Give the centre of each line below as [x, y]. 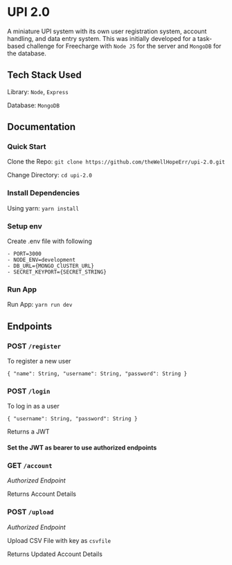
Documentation [42, 127]
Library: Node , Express [38, 91]
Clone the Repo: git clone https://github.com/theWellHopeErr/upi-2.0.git [116, 162]
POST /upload [30, 512]
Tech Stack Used [44, 75]
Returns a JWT [28, 432]
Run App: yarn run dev [40, 305]
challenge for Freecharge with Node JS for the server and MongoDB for [124, 46]
